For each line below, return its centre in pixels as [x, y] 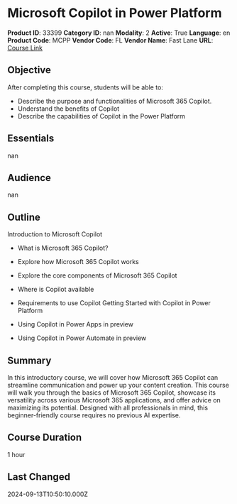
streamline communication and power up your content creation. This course [118, 385]
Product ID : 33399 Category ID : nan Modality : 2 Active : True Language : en [119, 33]
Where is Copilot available [56, 290]
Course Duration [45, 438]
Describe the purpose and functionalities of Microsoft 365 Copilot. [115, 101]
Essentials [31, 139]
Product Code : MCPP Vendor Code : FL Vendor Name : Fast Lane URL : [110, 40]
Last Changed [39, 477]
